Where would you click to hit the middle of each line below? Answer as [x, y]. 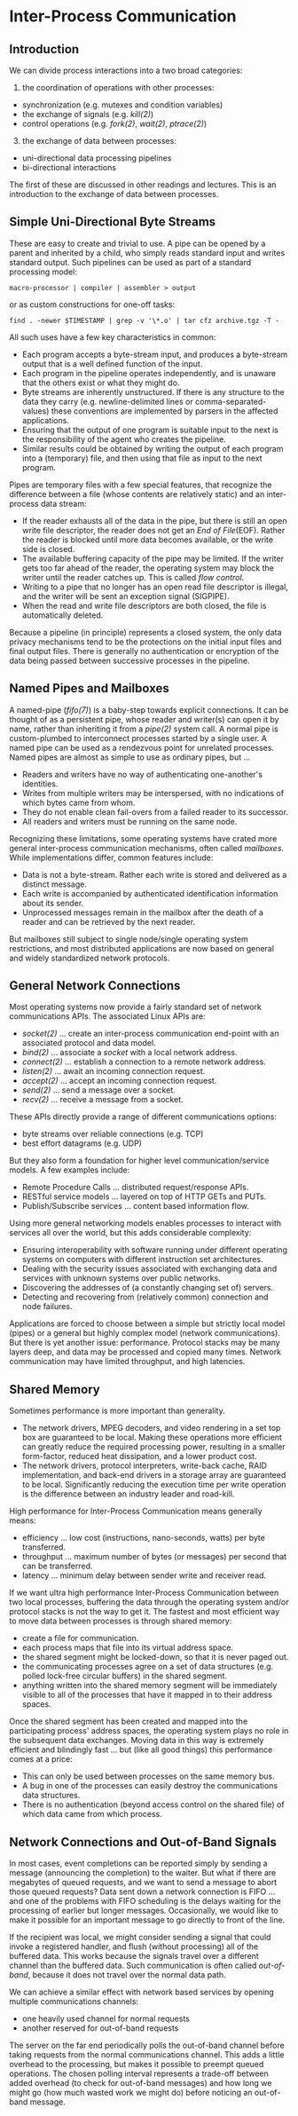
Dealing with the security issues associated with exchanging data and [149, 1269]
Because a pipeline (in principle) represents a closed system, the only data [145, 632]
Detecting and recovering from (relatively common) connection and [145, 1297]
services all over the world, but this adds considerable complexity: [130, 1233]
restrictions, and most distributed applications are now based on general [142, 948]
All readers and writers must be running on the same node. [129, 821]
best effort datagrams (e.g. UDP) [82, 1143]
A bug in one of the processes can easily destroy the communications [149, 1786]
